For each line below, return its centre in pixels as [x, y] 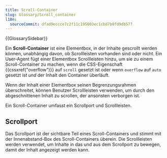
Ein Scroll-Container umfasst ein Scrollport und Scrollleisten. [69, 106]
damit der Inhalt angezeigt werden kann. [47, 150]
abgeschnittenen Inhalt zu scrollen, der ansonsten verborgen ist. [73, 96]
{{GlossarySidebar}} [27, 38]
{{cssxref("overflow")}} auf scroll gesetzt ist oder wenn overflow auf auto [83, 70]
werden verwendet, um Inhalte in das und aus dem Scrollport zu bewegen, [83, 144]
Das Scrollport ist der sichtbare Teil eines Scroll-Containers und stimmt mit [83, 134]
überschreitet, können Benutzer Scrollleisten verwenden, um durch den [80, 90]
